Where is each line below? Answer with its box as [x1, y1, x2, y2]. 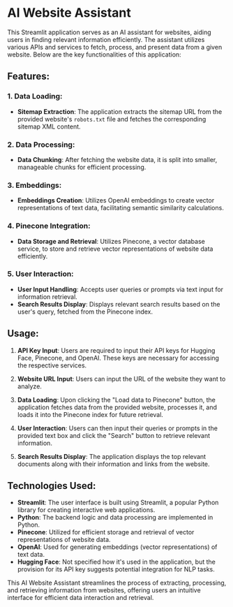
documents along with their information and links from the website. [17, 460, 211, 468]
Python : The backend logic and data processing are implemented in [17, 513, 213, 522]
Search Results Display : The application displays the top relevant [17, 452, 206, 460]
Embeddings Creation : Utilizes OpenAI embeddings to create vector [17, 196, 215, 205]
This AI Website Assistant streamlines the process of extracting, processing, [7, 578, 227, 587]
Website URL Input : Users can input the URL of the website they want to [17, 374, 226, 383]
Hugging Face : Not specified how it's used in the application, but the [17, 557, 216, 566]
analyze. [17, 382, 42, 390]
